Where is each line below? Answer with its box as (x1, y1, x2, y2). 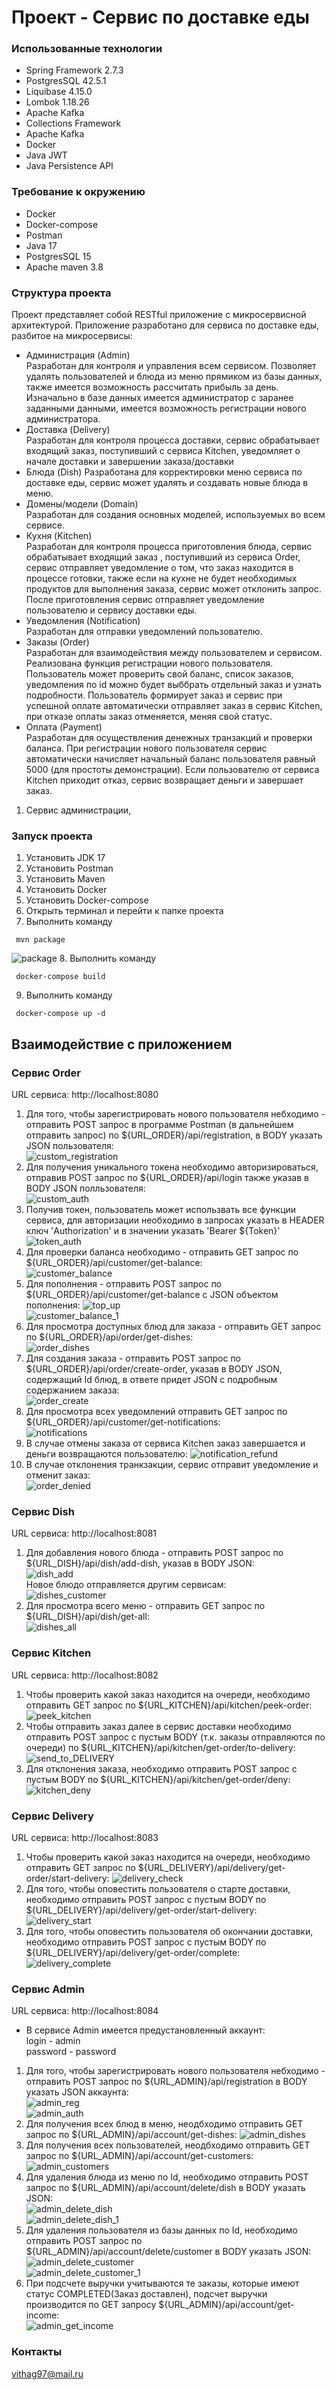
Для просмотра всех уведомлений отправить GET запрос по (25, 1406, 288, 1418)
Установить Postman (25, 862, 114, 875)
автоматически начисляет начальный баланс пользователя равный (25, 753, 316, 765)
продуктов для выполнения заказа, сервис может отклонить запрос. (25, 583, 322, 595)
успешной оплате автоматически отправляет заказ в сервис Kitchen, (25, 700, 323, 712)
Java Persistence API (25, 160, 114, 172)
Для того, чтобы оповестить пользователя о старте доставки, (25, 1882, 291, 1895)
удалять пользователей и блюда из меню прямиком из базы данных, (25, 371, 323, 383)
